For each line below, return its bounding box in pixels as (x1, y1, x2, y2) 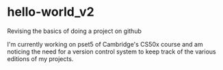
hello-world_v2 (7, 4, 94, 20)
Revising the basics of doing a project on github (7, 27, 142, 35)
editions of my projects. (7, 54, 74, 62)
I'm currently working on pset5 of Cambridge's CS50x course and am (7, 40, 203, 48)
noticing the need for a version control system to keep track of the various (7, 47, 217, 56)
